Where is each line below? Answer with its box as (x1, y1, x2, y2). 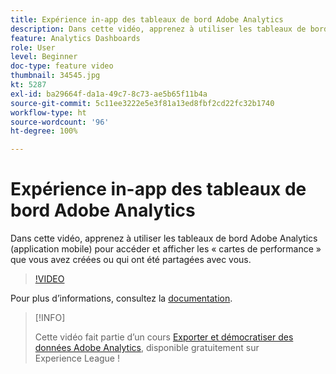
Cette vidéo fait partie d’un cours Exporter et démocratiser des (34, 331, 294, 343)
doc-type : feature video (10, 61, 114, 71)
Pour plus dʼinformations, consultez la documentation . (10, 292, 233, 305)
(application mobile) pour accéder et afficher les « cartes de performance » (10, 243, 322, 255)
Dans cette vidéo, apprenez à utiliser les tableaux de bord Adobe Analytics (10, 232, 318, 245)
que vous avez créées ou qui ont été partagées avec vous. (10, 254, 252, 266)
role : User (10, 42, 56, 53)
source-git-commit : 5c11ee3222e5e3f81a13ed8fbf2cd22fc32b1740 (10, 98, 275, 108)
